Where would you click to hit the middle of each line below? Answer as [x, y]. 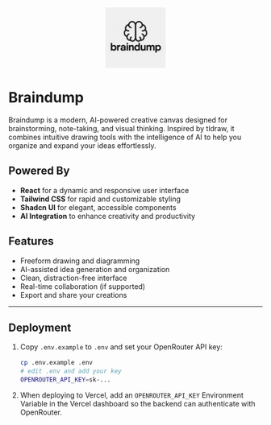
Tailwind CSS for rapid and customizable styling [100, 199]
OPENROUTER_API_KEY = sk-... [65, 380]
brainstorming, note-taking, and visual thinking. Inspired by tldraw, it [122, 128]
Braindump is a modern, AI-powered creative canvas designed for [118, 120]
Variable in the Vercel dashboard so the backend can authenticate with [138, 404]
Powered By [39, 171]
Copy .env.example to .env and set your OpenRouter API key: [121, 347]
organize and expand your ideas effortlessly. [82, 145]
